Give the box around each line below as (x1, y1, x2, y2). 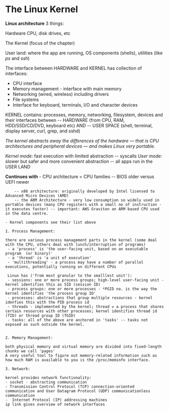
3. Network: (5, 366, 30, 371)
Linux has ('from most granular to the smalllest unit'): (7, 273, 133, 278)
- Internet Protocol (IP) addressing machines (5, 397, 108, 402)
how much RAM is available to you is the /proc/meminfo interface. (5, 357, 151, 362)
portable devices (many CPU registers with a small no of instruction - (5, 202, 162, 207)
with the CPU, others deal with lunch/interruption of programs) (5, 242, 146, 247)
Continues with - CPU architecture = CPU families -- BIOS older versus (5, 174, 154, 180)
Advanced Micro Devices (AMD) (5, 193, 69, 198)
